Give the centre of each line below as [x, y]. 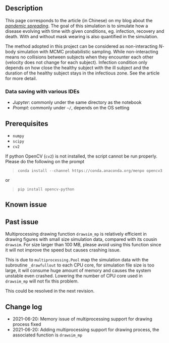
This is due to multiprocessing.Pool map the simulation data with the [77, 260]
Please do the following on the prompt [45, 161]
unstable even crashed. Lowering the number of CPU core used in [74, 276]
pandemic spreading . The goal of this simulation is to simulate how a [77, 26]
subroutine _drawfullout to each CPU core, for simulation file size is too [80, 265]
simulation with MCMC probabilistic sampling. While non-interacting [88, 51]
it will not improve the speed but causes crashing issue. [63, 250]
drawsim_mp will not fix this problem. [42, 281]
